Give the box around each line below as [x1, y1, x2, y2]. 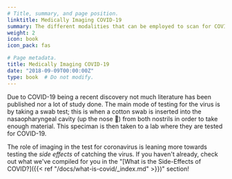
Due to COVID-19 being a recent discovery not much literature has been [7, 92, 212, 101]
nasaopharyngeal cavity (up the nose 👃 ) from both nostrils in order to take [7, 114, 218, 123]
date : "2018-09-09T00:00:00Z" [7, 67, 95, 74]
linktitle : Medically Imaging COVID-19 [7, 17, 122, 23]
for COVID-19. [7, 129, 47, 138]
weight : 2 [7, 29, 36, 36]
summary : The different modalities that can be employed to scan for [7, 23, 212, 30]
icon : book [7, 36, 39, 43]
